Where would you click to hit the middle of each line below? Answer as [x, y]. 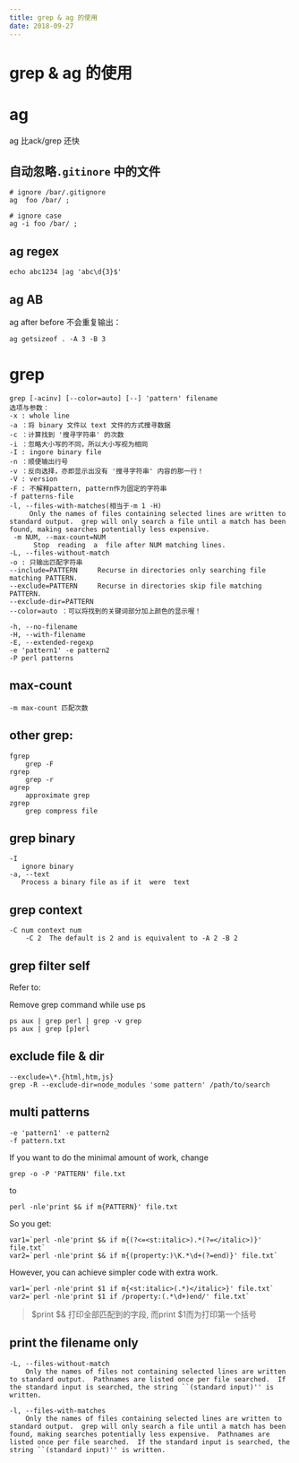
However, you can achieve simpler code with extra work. [114, 1272]
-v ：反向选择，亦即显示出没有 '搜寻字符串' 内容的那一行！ [107, 471]
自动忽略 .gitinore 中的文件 [85, 172]
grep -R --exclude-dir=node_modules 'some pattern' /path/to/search [140, 1085]
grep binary [43, 839]
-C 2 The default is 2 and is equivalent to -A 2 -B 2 [132, 938]
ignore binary [47, 867]
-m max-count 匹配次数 [49, 708]
